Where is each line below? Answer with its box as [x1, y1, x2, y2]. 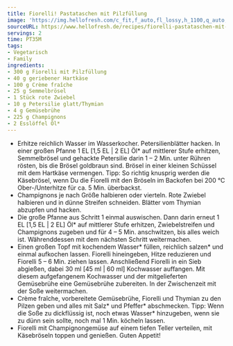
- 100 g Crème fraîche [7, 81, 73, 88]
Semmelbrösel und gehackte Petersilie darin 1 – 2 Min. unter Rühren [17, 154, 211, 162]
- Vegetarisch [7, 49, 49, 56]
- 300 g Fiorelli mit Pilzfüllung [7, 68, 107, 75]
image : [7, 17, 26, 24]
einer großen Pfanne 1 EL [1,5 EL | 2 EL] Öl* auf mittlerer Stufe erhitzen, [17, 147, 221, 155]
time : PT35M [7, 36, 42, 43]
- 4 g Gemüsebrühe [7, 107, 60, 114]
